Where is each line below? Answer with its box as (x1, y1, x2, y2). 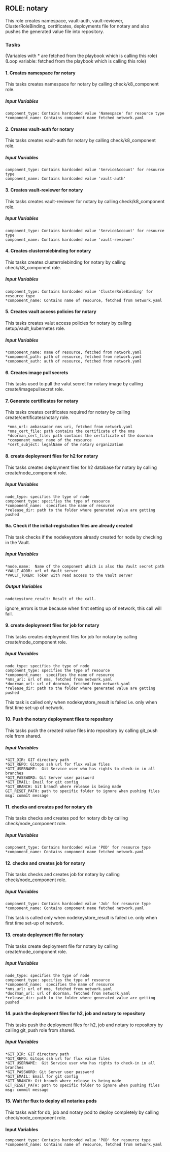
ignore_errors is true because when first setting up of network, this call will (5, 605, 162, 611)
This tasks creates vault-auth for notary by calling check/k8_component (5, 137, 156, 144)
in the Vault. (5, 539, 30, 545)
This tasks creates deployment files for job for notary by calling (5, 633, 138, 639)
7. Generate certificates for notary (5, 398, 79, 404)
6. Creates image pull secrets (5, 369, 69, 376)
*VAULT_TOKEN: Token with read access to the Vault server (5, 573, 133, 578)
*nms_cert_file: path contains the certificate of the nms (7, 429, 135, 434)
